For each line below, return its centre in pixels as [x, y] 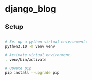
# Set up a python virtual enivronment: [46, 42]
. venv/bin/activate [26, 60]
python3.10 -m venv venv [30, 46]
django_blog [31, 9]
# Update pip [18, 68]
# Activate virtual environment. [39, 55]
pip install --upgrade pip [32, 73]
